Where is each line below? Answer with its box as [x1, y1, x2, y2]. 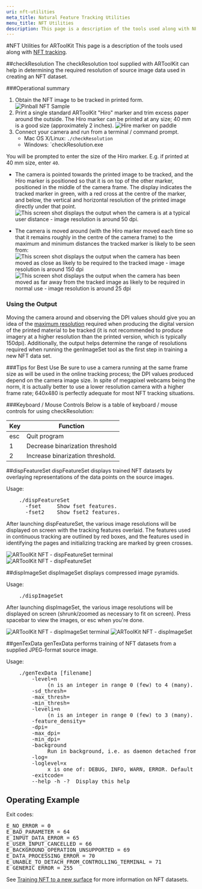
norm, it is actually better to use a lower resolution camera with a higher [6, 383, 184, 390]
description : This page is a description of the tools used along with [6, 25, 189, 32]
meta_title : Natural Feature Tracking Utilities [6, 14, 130, 20]
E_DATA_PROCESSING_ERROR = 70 [6, 853, 96, 859]
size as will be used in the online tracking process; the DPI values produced [6, 370, 194, 377]
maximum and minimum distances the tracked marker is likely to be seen [14, 240, 195, 248]
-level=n [31, 675, 57, 682]
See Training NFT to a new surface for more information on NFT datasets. [6, 876, 189, 883]
